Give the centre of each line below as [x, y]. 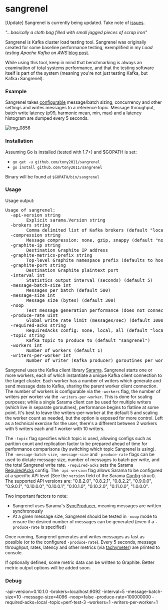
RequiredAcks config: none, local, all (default [87, 330]
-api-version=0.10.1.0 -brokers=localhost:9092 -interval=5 [65, 591]
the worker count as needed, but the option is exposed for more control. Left [84, 418]
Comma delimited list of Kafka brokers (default [87, 230]
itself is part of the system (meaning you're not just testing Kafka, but [76, 73]
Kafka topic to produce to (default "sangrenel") [88, 340]
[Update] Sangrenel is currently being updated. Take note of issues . [75, 23]
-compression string [35, 235]
